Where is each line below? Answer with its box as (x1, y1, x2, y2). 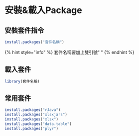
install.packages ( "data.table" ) (4, 121, 72, 126)
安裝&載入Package (4, 4, 83, 16)
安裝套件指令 (4, 26, 44, 34)
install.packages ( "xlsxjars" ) (4, 112, 68, 117)
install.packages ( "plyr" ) (4, 126, 58, 131)
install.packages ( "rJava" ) (4, 107, 61, 112)
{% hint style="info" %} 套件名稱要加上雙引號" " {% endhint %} (4, 49, 135, 55)
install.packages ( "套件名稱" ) (4, 39, 64, 44)
